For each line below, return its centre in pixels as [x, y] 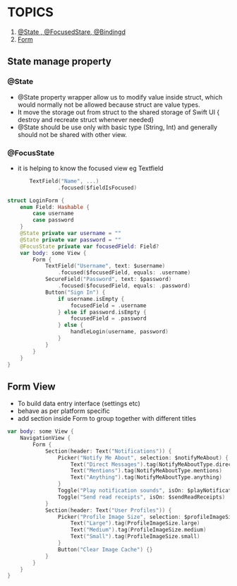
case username [53, 214]
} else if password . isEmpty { [102, 312]
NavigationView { [45, 438]
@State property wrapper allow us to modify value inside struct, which [120, 97]
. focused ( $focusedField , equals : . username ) [124, 273]
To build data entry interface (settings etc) [79, 404]
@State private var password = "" [71, 240]
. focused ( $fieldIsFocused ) [97, 188]
